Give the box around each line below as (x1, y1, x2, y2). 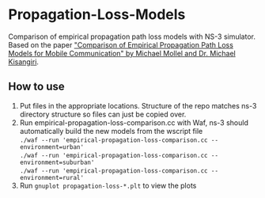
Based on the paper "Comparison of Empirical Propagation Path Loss (8, 40, 233, 49)
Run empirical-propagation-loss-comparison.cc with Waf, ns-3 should (19, 117, 249, 128)
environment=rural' (19, 173, 85, 181)
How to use (8, 80, 65, 93)
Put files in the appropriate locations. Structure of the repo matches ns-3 (19, 101, 257, 110)
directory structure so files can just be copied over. (19, 109, 187, 119)
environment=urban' (19, 143, 85, 151)
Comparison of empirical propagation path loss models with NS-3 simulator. (8, 32, 256, 41)
